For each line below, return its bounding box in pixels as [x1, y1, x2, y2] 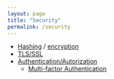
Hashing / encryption [17, 43, 79, 51]
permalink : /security [7, 23, 71, 30]
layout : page [7, 10, 46, 17]
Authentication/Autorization [17, 57, 98, 66]
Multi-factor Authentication [27, 64, 107, 73]
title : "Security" [7, 17, 61, 24]
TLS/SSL [17, 50, 44, 58]
